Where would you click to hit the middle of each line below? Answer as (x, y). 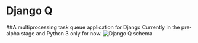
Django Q (29, 11)
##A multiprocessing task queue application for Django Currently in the (93, 27)
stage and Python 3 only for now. (61, 33)
